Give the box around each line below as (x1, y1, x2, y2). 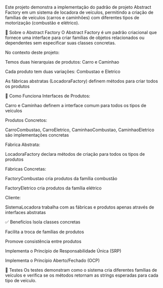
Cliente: (5, 195, 21, 200)
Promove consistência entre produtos (5, 239, 81, 244)
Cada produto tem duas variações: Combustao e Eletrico (5, 69, 121, 74)
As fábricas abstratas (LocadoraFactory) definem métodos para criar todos (5, 78, 158, 84)
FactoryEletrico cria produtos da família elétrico (5, 185, 102, 191)
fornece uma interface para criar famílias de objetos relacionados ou (5, 35, 145, 40)
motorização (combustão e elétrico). (5, 20, 80, 26)
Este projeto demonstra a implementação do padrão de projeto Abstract (5, 4, 152, 10)
